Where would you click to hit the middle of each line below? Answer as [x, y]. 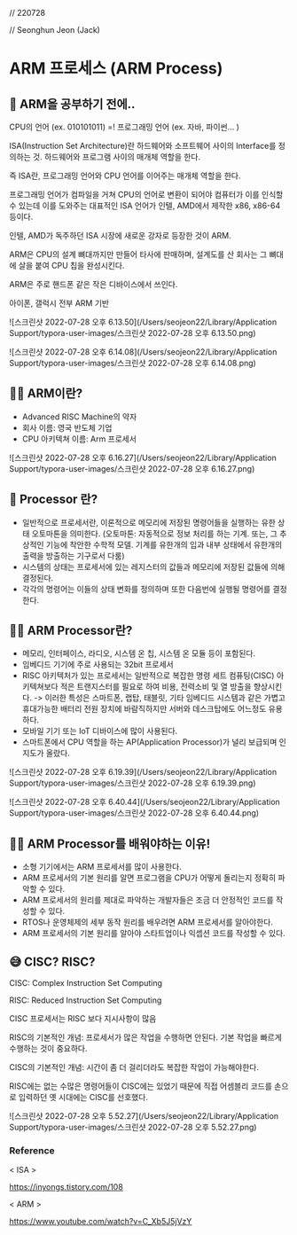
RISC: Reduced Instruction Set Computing [86, 1000]
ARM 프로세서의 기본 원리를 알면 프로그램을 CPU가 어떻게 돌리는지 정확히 [149, 878]
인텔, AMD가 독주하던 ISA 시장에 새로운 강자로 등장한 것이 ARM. [121, 235]
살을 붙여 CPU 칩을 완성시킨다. [71, 266]
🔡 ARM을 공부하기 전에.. [72, 104]
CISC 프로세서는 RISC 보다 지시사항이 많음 [83, 1019]
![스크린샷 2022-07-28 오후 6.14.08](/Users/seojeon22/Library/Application [143, 352]
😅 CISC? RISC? [52, 961]
